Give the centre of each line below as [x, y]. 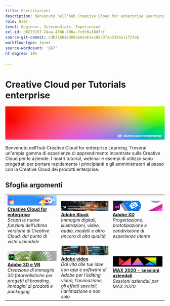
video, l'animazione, [82, 281]
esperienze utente [131, 236]
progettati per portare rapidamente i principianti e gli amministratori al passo [85, 164]
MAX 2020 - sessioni [136, 270]
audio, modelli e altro [83, 231]
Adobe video [75, 259]
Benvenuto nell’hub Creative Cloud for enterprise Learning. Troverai [76, 147]
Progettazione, [128, 220]
